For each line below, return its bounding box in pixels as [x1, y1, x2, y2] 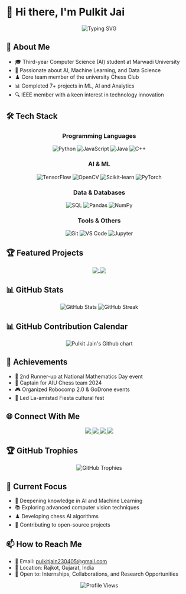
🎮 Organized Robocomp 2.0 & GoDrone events [14, 386, 130, 393]
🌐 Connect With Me [6, 411, 80, 422]
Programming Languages [61, 132, 137, 140]
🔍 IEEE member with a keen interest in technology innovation [14, 91, 164, 98]
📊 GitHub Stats [6, 285, 64, 295]
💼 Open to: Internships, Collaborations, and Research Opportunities [14, 570, 179, 577]
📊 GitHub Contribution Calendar [6, 321, 128, 331]
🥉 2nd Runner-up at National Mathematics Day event [14, 373, 143, 380]
